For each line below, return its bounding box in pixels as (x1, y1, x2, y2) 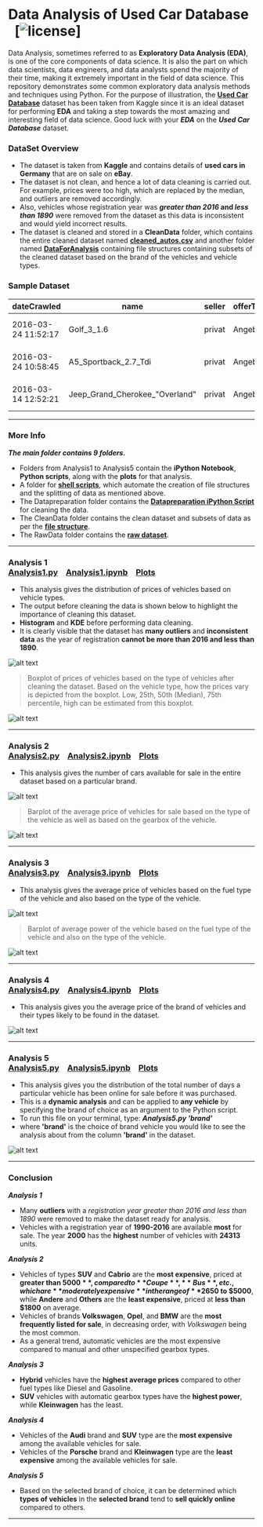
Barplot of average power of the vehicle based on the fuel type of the (27, 924, 251, 933)
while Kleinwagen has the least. (19, 1400, 124, 1409)
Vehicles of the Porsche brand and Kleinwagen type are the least (19, 1447, 233, 1456)
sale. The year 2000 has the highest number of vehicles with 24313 (19, 1230, 241, 1240)
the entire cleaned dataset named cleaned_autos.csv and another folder (19, 236, 255, 245)
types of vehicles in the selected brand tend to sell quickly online (19, 1494, 236, 1503)
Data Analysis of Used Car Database (8, 5, 249, 24)
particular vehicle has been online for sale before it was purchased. (19, 1089, 237, 1098)
